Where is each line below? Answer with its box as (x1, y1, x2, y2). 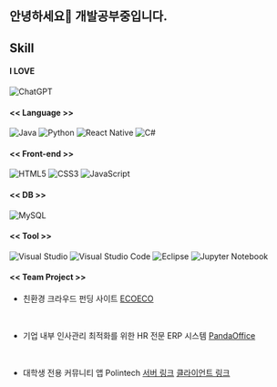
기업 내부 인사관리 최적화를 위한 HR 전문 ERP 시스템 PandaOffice (22, 330, 256, 340)
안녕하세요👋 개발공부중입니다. (9, 8, 168, 25)
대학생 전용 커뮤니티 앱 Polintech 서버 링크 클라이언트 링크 (22, 368, 231, 378)
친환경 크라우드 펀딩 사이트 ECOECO (22, 293, 154, 304)
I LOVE (9, 66, 35, 77)
